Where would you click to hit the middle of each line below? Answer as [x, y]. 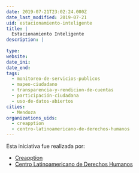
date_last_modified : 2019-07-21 [46, 17]
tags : [13, 73]
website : [17, 56]
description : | [25, 40]
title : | [17, 29]
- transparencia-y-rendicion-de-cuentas [63, 90]
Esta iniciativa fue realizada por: [46, 146]
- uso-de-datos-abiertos [43, 101]
